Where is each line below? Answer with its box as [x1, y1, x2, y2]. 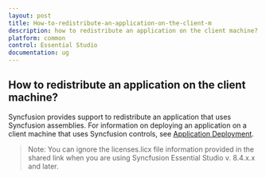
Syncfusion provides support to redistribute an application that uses [8, 112, 232, 121]
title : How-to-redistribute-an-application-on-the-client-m [8, 19, 213, 27]
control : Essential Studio [8, 42, 98, 49]
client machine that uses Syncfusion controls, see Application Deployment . [8, 129, 255, 138]
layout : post [8, 11, 52, 20]
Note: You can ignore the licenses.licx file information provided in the [27, 144, 255, 154]
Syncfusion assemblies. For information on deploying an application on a [8, 121, 247, 130]
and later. [27, 161, 59, 171]
